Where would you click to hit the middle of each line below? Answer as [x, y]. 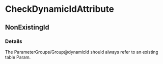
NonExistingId [27, 27]
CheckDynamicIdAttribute [60, 9]
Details [14, 41]
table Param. [18, 57]
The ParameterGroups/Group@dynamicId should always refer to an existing [82, 52]
